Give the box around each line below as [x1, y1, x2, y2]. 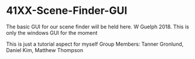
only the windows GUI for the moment [6, 29, 98, 36]
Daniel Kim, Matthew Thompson [6, 46, 84, 53]
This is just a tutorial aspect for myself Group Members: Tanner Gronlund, [6, 40, 184, 47]
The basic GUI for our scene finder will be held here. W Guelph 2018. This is [6, 23, 189, 30]
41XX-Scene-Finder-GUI [6, 4, 128, 17]
